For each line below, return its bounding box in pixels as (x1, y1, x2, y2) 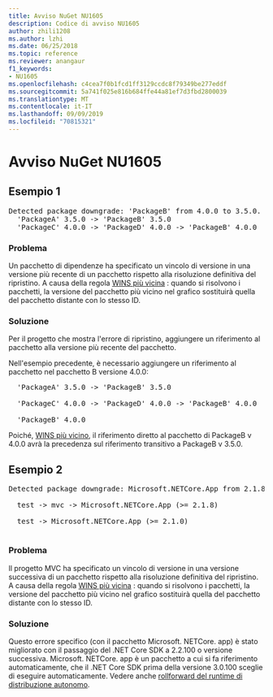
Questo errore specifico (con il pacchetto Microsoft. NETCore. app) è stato (8, 636, 258, 646)
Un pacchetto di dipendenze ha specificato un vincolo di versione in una (8, 261, 251, 271)
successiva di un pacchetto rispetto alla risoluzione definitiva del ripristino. (8, 572, 259, 582)
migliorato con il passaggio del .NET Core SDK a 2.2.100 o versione (8, 645, 233, 655)
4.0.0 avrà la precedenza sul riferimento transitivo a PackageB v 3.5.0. (8, 439, 244, 449)
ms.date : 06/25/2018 (8, 42, 79, 50)
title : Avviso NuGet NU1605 (8, 11, 104, 20)
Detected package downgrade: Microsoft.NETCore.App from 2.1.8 (8, 484, 266, 494)
